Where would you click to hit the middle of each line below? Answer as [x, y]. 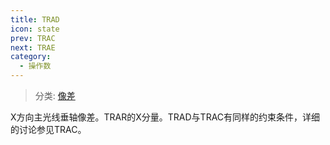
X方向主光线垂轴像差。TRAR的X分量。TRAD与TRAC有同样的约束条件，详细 [165, 117]
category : [31, 57]
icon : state [35, 29]
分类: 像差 [55, 95]
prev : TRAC [33, 38]
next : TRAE [33, 47]
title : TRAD [35, 19]
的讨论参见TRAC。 [48, 129]
